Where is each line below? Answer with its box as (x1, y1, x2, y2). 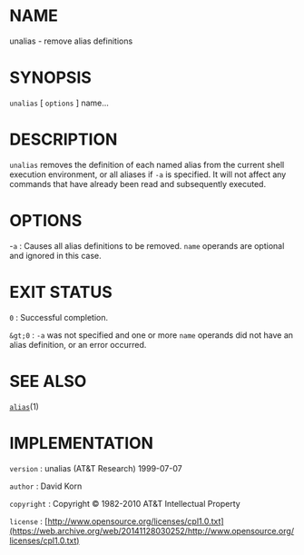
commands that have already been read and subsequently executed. (9, 178, 266, 189)
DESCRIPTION (9, 129, 118, 150)
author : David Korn (9, 481, 83, 491)
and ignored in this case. (9, 250, 102, 261)
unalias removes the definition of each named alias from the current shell (9, 159, 285, 170)
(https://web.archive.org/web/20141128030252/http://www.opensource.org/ (9, 525, 295, 536)
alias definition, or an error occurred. (9, 339, 147, 350)
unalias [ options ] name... (9, 97, 109, 108)
